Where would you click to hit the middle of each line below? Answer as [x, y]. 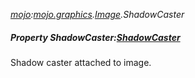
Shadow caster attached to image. [81, 62]
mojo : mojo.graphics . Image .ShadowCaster [97, 14]
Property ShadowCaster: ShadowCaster [95, 37]
